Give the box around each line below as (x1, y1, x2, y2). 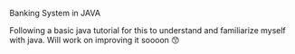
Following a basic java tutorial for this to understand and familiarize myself (9, 25, 287, 35)
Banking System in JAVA (9, 8, 101, 18)
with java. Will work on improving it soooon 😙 (9, 35, 180, 45)
